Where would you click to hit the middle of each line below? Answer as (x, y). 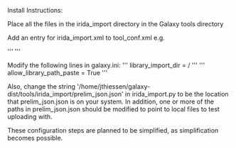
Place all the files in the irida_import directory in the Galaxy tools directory (116, 24)
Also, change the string (42, 87)
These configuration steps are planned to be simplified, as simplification (113, 130)
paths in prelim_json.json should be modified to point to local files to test (114, 109)
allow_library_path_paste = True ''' (58, 73)
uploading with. (30, 117)
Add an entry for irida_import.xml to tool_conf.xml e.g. (86, 38)
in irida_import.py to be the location (177, 94)
